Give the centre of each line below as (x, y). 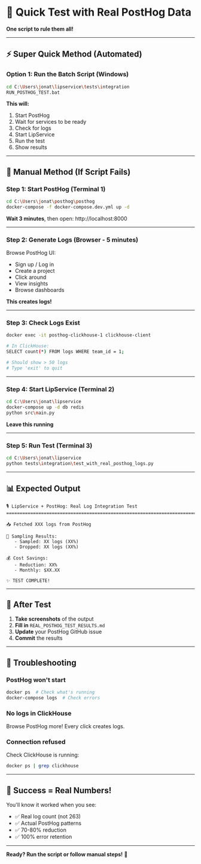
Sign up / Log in (34, 264)
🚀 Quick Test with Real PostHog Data (99, 12)
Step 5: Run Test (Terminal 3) (49, 445)
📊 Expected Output (43, 489)
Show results (31, 147)
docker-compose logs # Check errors (53, 698)
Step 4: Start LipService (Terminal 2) (60, 389)
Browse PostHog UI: (31, 253)
